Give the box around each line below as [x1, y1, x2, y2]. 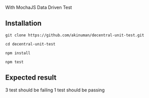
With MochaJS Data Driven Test [5, 5, 72, 10]
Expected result [5, 73, 57, 82]
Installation [5, 19, 42, 28]
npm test [5, 59, 24, 64]
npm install [5, 51, 31, 56]
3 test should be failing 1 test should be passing [5, 87, 105, 93]
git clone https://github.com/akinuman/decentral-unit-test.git [5, 33, 144, 38]
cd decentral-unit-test [5, 41, 56, 46]
